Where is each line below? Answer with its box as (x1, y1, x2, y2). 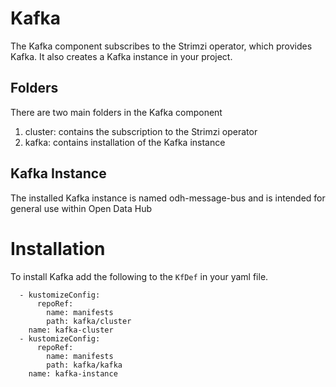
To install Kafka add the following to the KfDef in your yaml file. (10, 270, 269, 282)
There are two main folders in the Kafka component (10, 106, 223, 118)
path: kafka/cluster (46, 316, 132, 326)
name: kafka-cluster (28, 325, 114, 335)
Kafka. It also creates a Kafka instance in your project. (10, 50, 233, 62)
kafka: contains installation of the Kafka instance (24, 136, 226, 148)
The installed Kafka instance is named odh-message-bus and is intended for (10, 192, 326, 204)
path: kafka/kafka (46, 360, 123, 370)
